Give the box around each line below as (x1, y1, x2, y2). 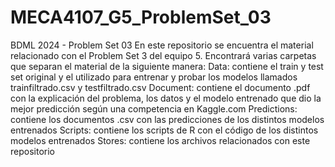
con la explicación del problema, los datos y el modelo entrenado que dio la (10, 92, 322, 104)
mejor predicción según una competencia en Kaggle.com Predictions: (10, 102, 298, 115)
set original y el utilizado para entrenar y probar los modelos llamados (10, 71, 298, 83)
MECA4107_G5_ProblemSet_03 (10, 6, 272, 29)
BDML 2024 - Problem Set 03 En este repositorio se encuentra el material (10, 39, 314, 51)
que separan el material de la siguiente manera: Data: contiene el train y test (10, 60, 324, 72)
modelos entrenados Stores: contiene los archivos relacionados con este (10, 134, 311, 146)
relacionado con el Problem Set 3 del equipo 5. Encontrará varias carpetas (10, 49, 317, 61)
